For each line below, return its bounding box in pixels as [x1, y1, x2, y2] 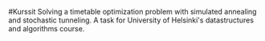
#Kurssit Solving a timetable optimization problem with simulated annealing [8, 7, 257, 16]
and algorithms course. [8, 24, 85, 33]
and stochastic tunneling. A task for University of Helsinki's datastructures [8, 15, 255, 25]
